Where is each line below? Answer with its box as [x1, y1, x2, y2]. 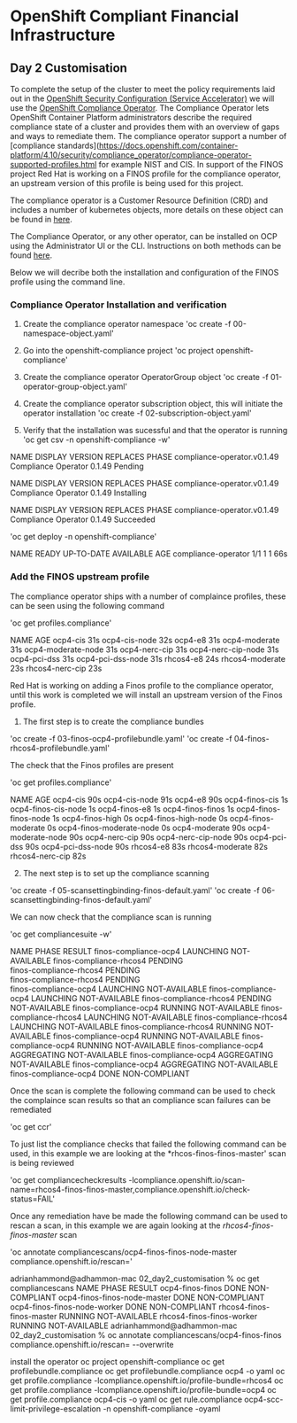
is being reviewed [10, 1157, 74, 1168]
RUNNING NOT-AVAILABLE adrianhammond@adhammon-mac [10, 1320, 238, 1331]
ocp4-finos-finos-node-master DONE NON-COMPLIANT [57, 1292, 265, 1302]
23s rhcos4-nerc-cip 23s [10, 663, 103, 673]
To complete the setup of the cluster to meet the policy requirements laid [10, 84, 276, 94]
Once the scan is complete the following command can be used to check [10, 1085, 277, 1096]
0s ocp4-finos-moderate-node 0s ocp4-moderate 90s [47, 822, 247, 833]
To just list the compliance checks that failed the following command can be [10, 1139, 286, 1149]
